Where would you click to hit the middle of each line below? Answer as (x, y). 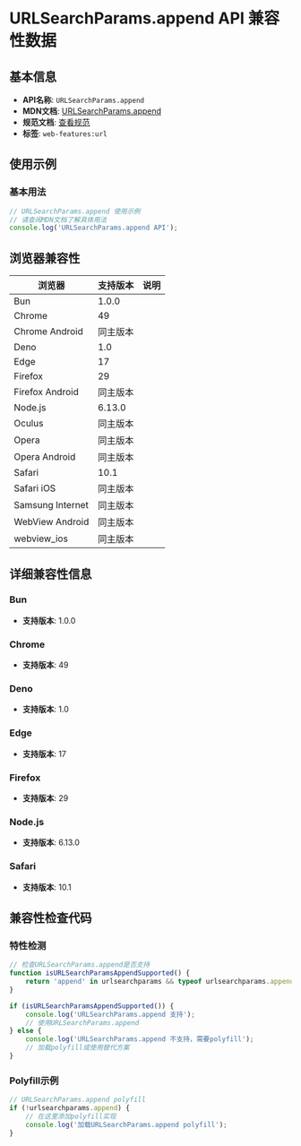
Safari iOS (35, 488)
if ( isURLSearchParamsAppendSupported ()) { (92, 1006)
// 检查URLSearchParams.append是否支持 (80, 965)
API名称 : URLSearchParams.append (83, 100)
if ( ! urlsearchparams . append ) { (69, 1108)
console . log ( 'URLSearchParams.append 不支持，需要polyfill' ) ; (140, 1039)
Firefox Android (46, 392)
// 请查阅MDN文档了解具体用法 (58, 220)
